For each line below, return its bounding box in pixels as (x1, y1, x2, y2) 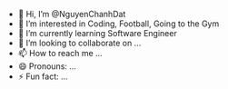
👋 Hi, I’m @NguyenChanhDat (17, 9, 126, 19)
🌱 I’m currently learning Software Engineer (17, 28, 177, 38)
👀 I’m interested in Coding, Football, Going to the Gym (17, 18, 220, 29)
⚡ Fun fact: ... (17, 71, 68, 82)
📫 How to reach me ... (17, 48, 103, 58)
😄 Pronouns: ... (17, 61, 77, 72)
